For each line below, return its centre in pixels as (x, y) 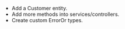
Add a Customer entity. (39, 8)
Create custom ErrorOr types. (47, 20)
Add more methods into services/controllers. (65, 14)
